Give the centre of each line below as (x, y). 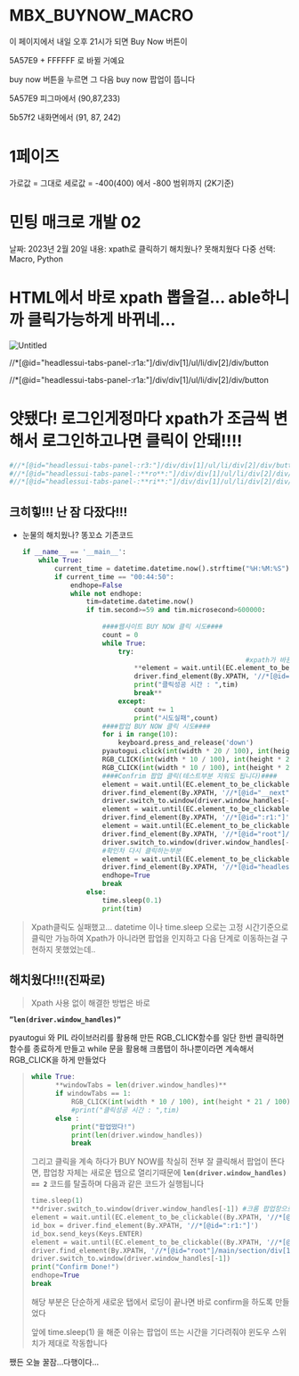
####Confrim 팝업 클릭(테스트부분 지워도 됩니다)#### (190, 776)
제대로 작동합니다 (78, 1343)
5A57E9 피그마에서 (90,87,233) (65, 98)
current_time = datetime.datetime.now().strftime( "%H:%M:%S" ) (172, 568)
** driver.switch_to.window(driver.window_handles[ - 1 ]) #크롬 (145, 1209)
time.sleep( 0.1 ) (132, 900)
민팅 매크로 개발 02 (75, 223)
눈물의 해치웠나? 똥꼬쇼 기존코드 (78, 535)
